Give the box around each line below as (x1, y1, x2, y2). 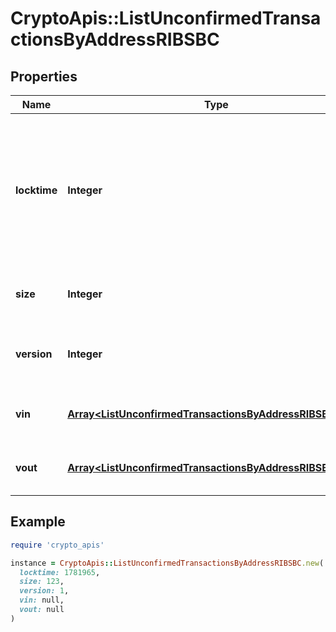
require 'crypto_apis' (10, 540, 105, 550)
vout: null (19, 605, 65, 615)
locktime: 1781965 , (19, 567, 101, 577)
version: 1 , (19, 586, 70, 596)
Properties (10, 68, 78, 85)
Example (10, 513, 66, 531)
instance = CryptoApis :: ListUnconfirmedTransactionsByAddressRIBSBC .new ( (10, 558, 325, 568)
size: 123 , (19, 577, 65, 587)
